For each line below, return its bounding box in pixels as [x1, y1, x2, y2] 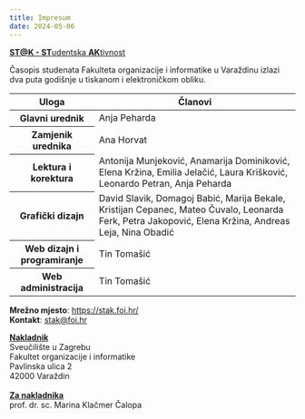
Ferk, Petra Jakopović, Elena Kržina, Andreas [98, 215, 290, 227]
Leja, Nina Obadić [98, 226, 175, 239]
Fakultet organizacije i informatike [9, 351, 136, 362]
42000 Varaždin [9, 370, 70, 381]
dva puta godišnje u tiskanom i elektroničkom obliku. [9, 73, 206, 84]
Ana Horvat [98, 133, 148, 146]
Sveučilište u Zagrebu [9, 341, 91, 352]
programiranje [20, 253, 84, 266]
